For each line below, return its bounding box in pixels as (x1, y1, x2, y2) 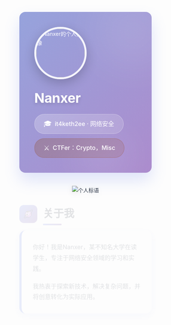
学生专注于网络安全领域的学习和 (32, 250, 129, 259)
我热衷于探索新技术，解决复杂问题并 (32, 278, 141, 287)
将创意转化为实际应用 (32, 289, 93, 297)
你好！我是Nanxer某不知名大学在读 (32, 239, 138, 248)
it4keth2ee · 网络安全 (54, 119, 115, 127)
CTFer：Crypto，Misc (53, 144, 115, 152)
